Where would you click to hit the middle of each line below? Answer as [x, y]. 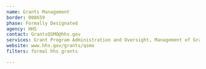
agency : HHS [21, 29]
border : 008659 [26, 18]
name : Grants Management [38, 12]
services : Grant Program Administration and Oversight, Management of [98, 40]
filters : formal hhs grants [42, 51]
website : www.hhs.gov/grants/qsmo [51, 46]
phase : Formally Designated [42, 23]
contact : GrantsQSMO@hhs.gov [44, 34]
